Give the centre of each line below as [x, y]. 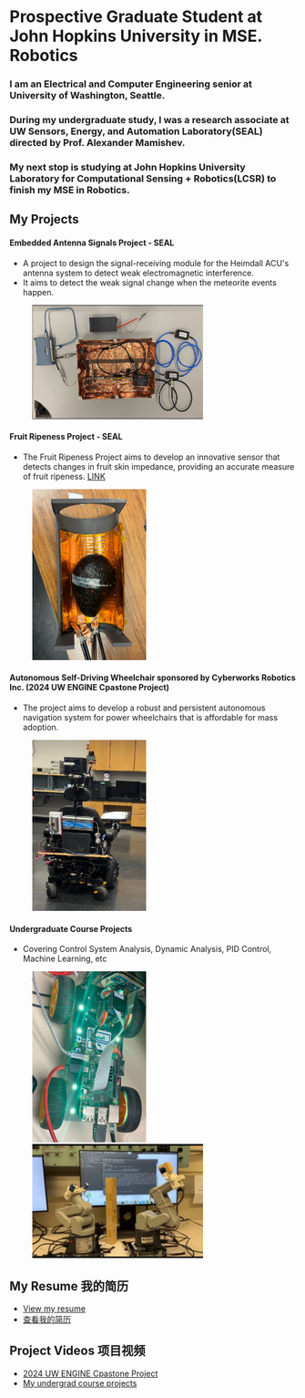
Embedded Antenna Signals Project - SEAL [92, 243]
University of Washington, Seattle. [87, 96]
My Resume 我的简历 [69, 1286]
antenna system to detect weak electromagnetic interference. [138, 273]
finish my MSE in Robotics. [70, 190]
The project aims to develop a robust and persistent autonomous [144, 708]
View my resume [54, 1308]
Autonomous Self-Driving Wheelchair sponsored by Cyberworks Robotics [152, 678]
